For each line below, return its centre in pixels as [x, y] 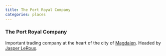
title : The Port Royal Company [38, 10]
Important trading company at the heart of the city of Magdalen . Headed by [83, 42]
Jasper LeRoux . [21, 48]
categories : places [26, 14]
